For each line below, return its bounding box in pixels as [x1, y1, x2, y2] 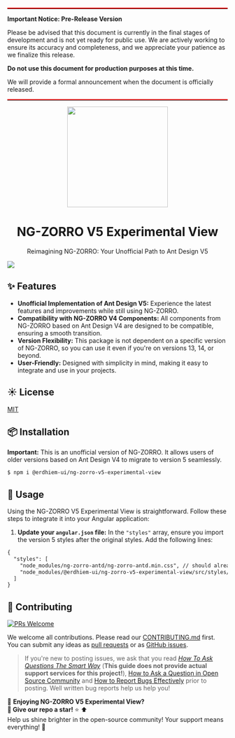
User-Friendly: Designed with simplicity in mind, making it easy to [17, 358, 208, 367]
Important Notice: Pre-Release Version [7, 15, 122, 23]
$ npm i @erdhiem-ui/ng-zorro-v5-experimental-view [7, 469, 161, 476]
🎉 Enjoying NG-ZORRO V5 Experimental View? [7, 697, 145, 706]
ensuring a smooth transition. [17, 328, 102, 337]
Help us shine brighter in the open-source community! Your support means [7, 716, 224, 724]
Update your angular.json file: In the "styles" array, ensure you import [17, 528, 224, 536]
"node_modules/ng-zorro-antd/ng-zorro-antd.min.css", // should [20, 562, 211, 569]
